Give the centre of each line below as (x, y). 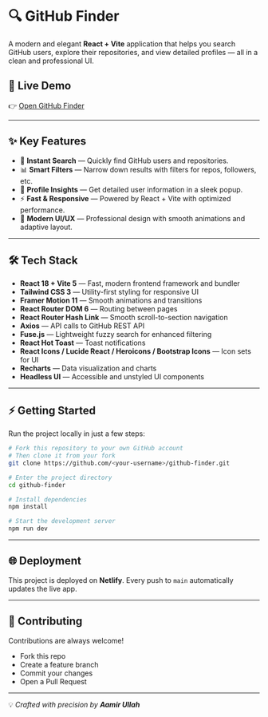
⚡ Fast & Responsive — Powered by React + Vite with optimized (125, 198)
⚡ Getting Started (52, 410)
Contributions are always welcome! (66, 640)
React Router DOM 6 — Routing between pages (99, 309)
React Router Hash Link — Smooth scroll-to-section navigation (124, 318)
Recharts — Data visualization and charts (88, 368)
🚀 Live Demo (40, 86)
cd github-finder (37, 485)
